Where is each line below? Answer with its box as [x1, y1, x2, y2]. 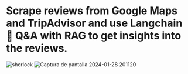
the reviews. [6, 42, 68, 55]
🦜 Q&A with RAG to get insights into [6, 29, 182, 42]
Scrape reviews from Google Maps [6, 4, 177, 18]
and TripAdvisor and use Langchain [6, 16, 183, 30]
